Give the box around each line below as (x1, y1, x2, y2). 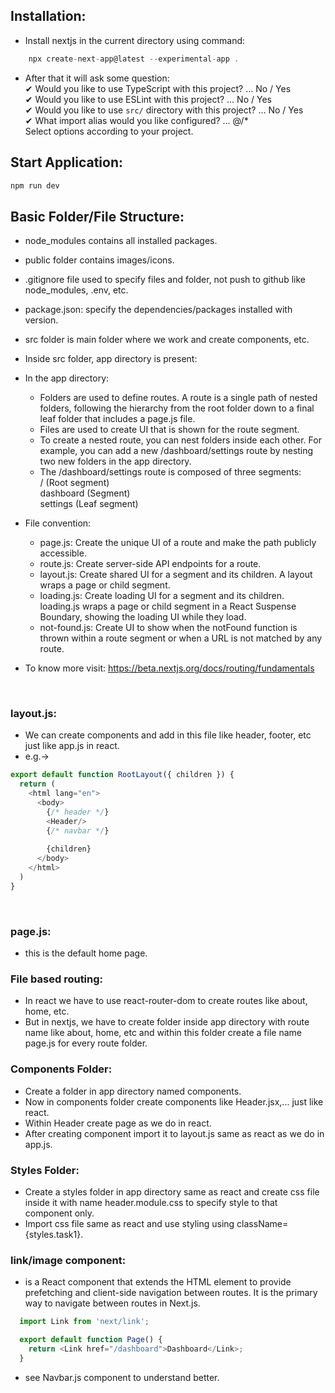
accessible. (39, 547, 87, 559)
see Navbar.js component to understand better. (24, 1371, 220, 1383)
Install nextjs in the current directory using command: (24, 34, 246, 46)
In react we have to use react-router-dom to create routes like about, (24, 995, 308, 1007)
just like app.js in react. (24, 740, 120, 752)
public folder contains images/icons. (24, 254, 175, 266)
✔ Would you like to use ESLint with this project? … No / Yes (24, 93, 272, 105)
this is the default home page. (24, 947, 148, 959)
